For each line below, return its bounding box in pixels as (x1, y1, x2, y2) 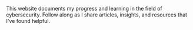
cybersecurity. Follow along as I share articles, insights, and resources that (6, 11, 187, 18)
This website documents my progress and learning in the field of (6, 5, 163, 12)
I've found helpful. (6, 18, 51, 24)
